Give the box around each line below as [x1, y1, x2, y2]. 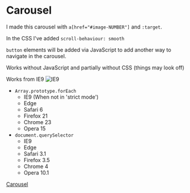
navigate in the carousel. [6, 52, 66, 59]
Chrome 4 [23, 163, 49, 170]
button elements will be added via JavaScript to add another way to [6, 46, 172, 53]
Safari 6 [23, 106, 43, 113]
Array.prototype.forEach [14, 88, 77, 94]
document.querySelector [14, 132, 74, 138]
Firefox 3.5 [23, 156, 50, 163]
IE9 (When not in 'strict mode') [23, 93, 99, 100]
